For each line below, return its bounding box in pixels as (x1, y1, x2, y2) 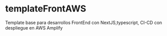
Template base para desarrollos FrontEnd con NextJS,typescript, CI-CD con (5, 19, 162, 25)
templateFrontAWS (5, 3, 86, 14)
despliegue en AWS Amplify (5, 24, 63, 30)
